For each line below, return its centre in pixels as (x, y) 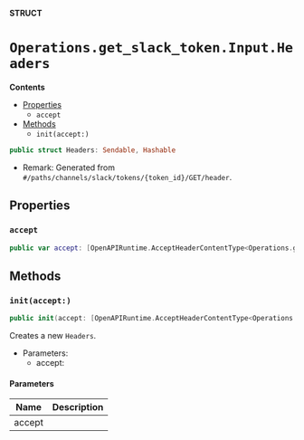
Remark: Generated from (69, 167)
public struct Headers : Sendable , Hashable (93, 150)
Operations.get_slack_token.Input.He (152, 48)
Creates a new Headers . (53, 335)
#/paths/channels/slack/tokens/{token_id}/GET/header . (127, 177)
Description (78, 407)
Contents (27, 87)
